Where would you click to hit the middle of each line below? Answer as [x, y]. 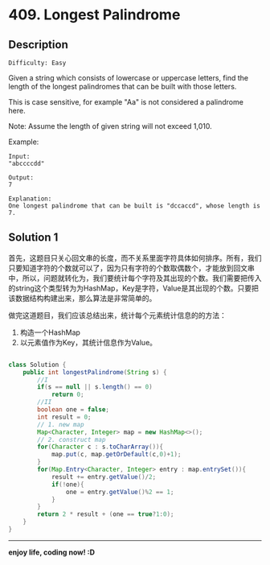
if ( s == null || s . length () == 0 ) [95, 387]
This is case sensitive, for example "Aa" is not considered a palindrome [126, 102]
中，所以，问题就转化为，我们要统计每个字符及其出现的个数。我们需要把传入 [135, 278]
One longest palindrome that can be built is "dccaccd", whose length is [135, 206]
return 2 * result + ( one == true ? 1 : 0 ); [106, 514]
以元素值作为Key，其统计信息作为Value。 [88, 342]
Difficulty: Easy [37, 63]
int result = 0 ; [64, 417]
